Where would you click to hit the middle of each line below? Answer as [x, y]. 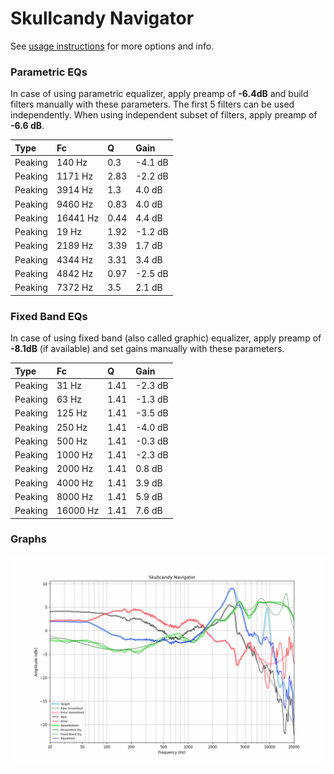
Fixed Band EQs [49, 316]
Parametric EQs [49, 72]
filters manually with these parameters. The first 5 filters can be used [152, 104]
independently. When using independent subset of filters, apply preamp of [164, 115]
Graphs [28, 539]
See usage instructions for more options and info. [112, 46]
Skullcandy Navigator [102, 18]
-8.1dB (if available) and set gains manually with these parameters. [147, 349]
